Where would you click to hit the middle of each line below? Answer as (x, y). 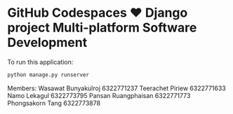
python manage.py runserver (48, 75)
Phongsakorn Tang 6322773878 (54, 103)
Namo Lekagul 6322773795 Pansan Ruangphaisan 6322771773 (99, 95)
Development (47, 43)
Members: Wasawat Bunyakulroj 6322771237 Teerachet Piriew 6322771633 (116, 88)
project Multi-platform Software (102, 28)
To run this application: (40, 62)
